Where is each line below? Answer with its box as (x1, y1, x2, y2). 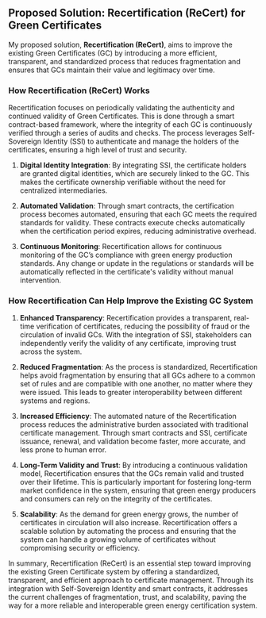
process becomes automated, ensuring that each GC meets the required (19, 209, 257, 219)
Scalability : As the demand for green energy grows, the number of (19, 509, 239, 519)
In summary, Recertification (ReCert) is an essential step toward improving (8, 559, 252, 568)
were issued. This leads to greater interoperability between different (19, 388, 243, 397)
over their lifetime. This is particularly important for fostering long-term (19, 478, 252, 487)
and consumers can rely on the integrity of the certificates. (19, 494, 213, 504)
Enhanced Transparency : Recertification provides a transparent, (19, 313, 233, 323)
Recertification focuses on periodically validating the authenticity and (8, 103, 235, 113)
